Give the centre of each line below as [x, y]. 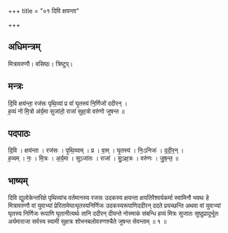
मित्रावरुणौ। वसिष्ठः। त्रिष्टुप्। [40, 64]
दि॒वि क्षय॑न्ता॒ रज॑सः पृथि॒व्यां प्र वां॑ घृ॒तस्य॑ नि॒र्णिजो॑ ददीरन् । [68, 103]
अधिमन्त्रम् [24, 47]
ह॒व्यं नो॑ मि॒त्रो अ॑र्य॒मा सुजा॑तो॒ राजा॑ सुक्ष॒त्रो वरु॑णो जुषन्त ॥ [66, 111]
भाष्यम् [18, 181]
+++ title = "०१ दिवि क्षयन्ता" [44, 11]
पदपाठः [19, 134]
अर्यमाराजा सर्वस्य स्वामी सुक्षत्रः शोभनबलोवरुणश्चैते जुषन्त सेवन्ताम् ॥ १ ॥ [87, 222]
